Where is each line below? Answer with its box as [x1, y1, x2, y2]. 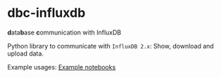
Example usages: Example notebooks [7, 63, 116, 71]
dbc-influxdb [7, 5, 86, 21]
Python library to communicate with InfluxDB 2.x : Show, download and [7, 41, 215, 50]
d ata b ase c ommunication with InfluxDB [7, 28, 122, 37]
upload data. [7, 49, 44, 58]
